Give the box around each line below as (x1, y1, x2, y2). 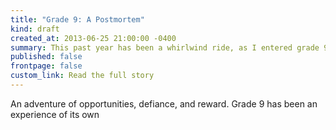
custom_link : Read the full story (10, 71, 155, 81)
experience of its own (10, 108, 100, 120)
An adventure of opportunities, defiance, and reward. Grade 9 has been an (10, 97, 318, 110)
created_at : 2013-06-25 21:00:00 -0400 (10, 33, 177, 43)
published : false (10, 52, 83, 62)
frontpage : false (10, 61, 83, 71)
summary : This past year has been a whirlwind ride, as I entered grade (10, 42, 320, 53)
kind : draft (10, 24, 60, 34)
